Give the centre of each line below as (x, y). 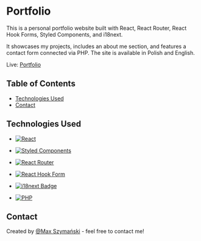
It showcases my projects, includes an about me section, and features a (97, 46)
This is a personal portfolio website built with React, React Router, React (97, 28)
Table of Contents (41, 84)
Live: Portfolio (24, 65)
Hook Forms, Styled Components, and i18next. (65, 34)
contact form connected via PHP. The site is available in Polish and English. (100, 52)
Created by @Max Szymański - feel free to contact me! (75, 231)
